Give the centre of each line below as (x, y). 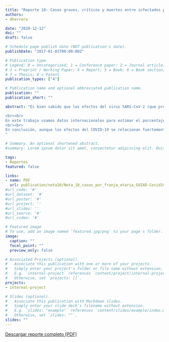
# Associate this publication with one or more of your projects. (78, 264)
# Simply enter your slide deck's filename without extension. (75, 306)
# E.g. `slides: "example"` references (49, 311)
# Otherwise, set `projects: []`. (44, 278)
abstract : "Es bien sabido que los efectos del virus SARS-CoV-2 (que (81, 107)
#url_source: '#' (23, 213)
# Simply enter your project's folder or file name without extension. (84, 269)
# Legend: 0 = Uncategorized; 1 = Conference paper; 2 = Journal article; (85, 65)
